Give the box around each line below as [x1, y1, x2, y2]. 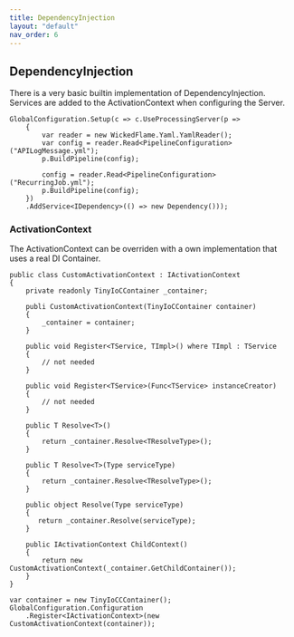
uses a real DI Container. [9, 253, 101, 264]
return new [42, 556, 83, 565]
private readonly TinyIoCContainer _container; [25, 286, 208, 295]
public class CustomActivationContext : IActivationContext [9, 271, 242, 280]
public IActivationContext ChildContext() [25, 540, 188, 549]
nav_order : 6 [9, 30, 59, 39]
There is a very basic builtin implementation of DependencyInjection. [9, 88, 266, 99]
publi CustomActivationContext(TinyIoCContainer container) [25, 303, 257, 312]
